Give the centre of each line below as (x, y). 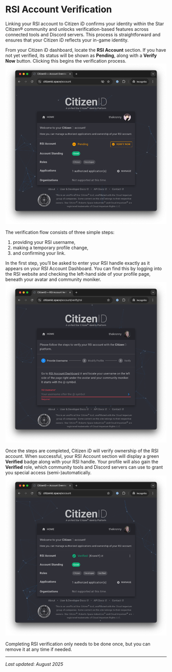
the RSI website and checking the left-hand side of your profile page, (78, 274)
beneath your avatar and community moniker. (53, 280)
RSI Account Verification (59, 9)
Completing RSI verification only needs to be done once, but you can (78, 644)
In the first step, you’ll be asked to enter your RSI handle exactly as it (78, 263)
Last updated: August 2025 (34, 664)
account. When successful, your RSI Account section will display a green (82, 456)
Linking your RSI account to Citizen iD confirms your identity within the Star (85, 24)
